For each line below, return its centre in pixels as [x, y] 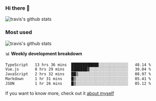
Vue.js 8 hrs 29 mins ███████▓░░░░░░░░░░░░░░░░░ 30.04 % [78, 70]
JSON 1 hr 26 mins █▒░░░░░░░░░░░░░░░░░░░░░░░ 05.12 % [78, 84]
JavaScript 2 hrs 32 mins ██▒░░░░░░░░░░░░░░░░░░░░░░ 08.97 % [78, 74]
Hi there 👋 [18, 8]
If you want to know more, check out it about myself [60, 93]
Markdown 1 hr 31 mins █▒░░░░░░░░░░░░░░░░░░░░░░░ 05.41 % [78, 79]
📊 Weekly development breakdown [44, 53]
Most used [19, 32]
